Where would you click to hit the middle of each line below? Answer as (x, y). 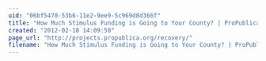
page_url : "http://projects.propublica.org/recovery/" (101, 38)
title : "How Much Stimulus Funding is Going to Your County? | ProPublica (134, 23)
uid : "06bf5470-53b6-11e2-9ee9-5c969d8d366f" (84, 15)
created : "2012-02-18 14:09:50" (61, 30)
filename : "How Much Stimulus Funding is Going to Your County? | (120, 45)
